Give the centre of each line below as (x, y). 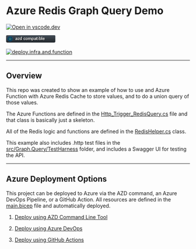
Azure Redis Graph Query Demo (85, 11)
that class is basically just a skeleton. (50, 120)
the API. (15, 155)
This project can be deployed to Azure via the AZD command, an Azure (92, 193)
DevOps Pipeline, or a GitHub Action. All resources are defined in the (89, 199)
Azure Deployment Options (56, 179)
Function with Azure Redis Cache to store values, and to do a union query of (98, 96)
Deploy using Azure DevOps (48, 228)
